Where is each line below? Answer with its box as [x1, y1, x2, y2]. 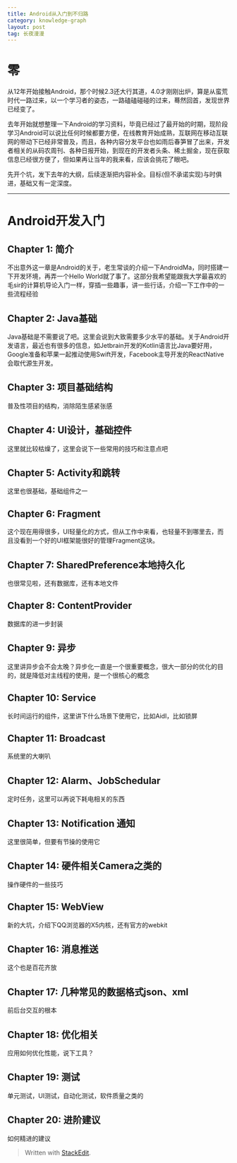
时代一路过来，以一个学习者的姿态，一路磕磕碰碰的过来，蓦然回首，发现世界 [7, 96, 230, 104]
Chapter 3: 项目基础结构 [7, 382, 114, 394]
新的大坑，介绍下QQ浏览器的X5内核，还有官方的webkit [7, 920, 168, 929]
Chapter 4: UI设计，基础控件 [7, 424, 133, 436]
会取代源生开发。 [7, 359, 57, 367]
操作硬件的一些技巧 [7, 880, 63, 888]
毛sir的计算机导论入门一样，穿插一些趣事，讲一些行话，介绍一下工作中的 [7, 281, 219, 289]
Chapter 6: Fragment [7, 507, 101, 519]
